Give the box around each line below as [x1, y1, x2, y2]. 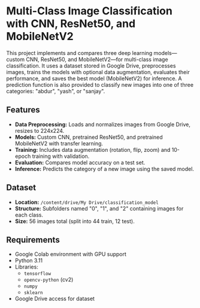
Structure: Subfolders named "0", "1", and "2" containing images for [14, 205, 184, 212]
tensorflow [23, 271, 51, 277]
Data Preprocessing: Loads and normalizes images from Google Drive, [14, 121, 190, 128]
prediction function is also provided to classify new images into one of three [6, 81, 193, 88]
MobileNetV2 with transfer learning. [14, 139, 104, 147]
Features [6, 105, 40, 115]
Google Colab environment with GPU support [14, 251, 127, 258]
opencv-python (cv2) [23, 276, 74, 283]
